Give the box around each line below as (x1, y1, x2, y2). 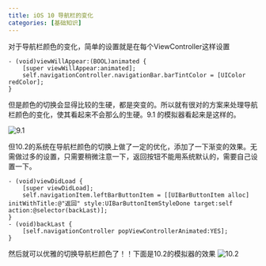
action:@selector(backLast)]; (8, 206, 108, 214)
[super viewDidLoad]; (22, 184, 93, 192)
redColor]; (8, 78, 44, 86)
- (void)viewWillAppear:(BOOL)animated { (8, 57, 147, 66)
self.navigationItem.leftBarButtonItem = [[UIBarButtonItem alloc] (22, 191, 249, 199)
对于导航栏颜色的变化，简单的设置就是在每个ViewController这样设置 (8, 41, 230, 51)
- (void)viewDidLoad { (8, 177, 83, 185)
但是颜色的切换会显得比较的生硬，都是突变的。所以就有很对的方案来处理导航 (8, 99, 258, 109)
